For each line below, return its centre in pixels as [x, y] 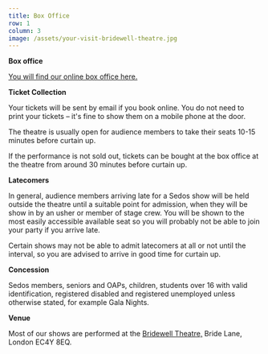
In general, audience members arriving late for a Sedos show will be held [129, 196]
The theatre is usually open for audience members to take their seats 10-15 [132, 132]
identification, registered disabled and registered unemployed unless [122, 294]
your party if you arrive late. [54, 230]
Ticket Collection [37, 93]
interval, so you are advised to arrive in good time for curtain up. [115, 254]
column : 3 [25, 31]
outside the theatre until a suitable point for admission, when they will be [128, 204]
